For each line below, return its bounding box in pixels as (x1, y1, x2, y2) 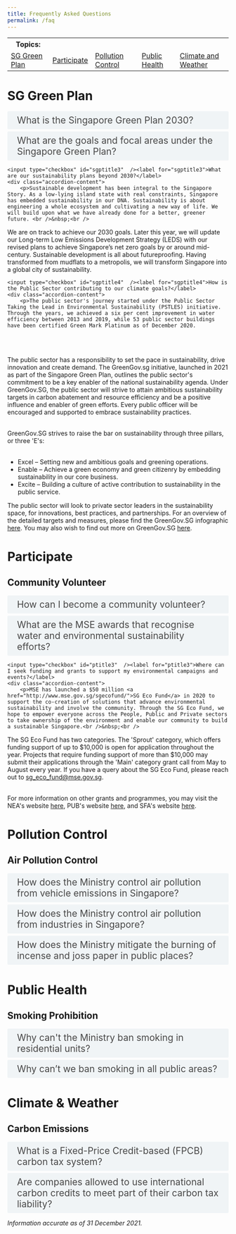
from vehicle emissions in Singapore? (17, 887, 179, 899)
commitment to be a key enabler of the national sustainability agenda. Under (7, 378, 228, 387)
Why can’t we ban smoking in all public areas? (17, 1063, 218, 1075)
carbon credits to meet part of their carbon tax (17, 1188, 219, 1199)
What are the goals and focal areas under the (17, 135, 213, 147)
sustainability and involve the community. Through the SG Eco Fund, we (7, 705, 225, 712)
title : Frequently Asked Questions (7, 10, 112, 18)
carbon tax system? (17, 1156, 103, 1168)
